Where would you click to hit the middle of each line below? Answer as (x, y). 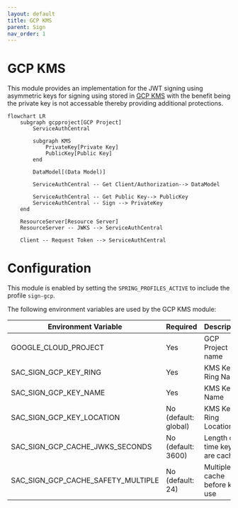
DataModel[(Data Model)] (69, 172)
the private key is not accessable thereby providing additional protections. (115, 103)
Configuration (50, 268)
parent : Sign (27, 27)
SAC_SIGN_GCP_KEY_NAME (58, 393)
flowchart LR (27, 117)
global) (178, 427)
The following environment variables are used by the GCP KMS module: (112, 310)
